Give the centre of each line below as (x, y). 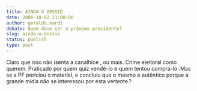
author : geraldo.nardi (35, 23)
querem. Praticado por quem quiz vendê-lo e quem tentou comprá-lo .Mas (98, 68)
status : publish (26, 40)
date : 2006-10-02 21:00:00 (40, 17)
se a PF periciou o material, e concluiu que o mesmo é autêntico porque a (98, 75)
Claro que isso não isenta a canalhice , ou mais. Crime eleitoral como (92, 62)
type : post (20, 45)
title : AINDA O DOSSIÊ (35, 12)
